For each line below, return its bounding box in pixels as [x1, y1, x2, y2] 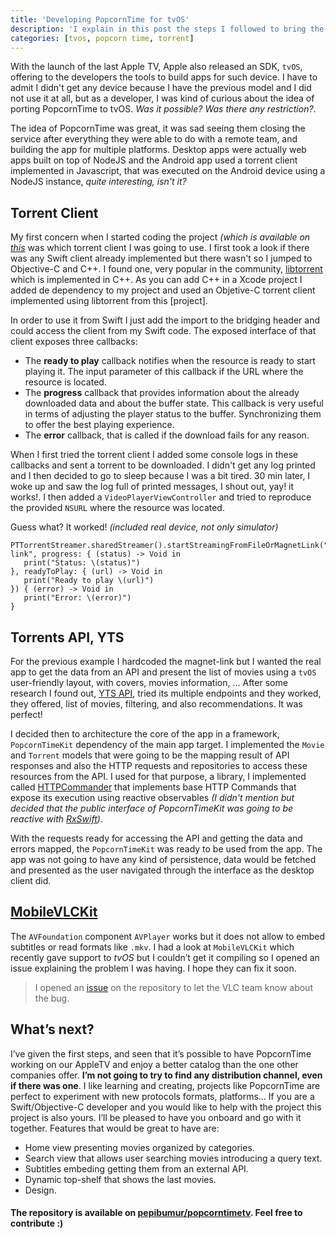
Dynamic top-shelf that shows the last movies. [24, 1173, 217, 1185]
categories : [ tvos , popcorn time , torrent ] [10, 33, 195, 43]
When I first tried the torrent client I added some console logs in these [10, 449, 299, 461]
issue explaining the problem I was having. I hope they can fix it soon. [10, 962, 297, 974]
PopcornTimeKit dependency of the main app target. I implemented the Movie [10, 739, 325, 750]
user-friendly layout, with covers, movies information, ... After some [10, 677, 288, 688]
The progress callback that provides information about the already [24, 387, 300, 399]
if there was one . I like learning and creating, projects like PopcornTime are [10, 1079, 321, 1091]
